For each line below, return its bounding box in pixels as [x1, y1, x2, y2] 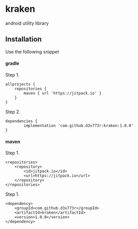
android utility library [5, 20, 49, 26]
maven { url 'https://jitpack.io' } [24, 90, 102, 96]
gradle [5, 60, 19, 67]
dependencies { [5, 119, 38, 124]
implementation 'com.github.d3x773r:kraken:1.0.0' [24, 123, 134, 128]
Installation [5, 35, 42, 44]
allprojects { [5, 82, 36, 87]
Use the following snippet [5, 48, 59, 54]
